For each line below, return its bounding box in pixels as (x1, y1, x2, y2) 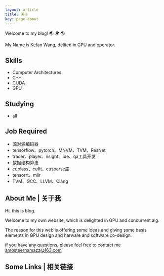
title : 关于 (5, 12, 28, 17)
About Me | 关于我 (5, 194, 61, 203)
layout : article (5, 7, 39, 12)
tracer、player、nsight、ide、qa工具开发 (12, 153, 96, 159)
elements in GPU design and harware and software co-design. (5, 232, 132, 238)
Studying (5, 100, 34, 108)
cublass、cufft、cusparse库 (12, 166, 70, 172)
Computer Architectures (12, 69, 62, 75)
